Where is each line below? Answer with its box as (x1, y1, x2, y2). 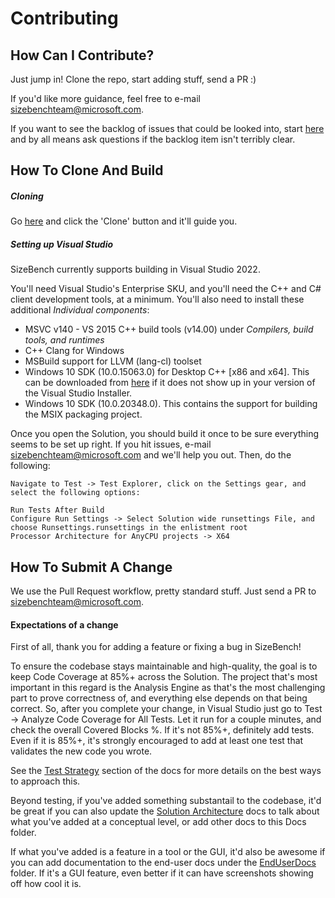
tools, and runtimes (24, 334, 105, 346)
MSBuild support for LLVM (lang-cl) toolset (24, 355, 202, 367)
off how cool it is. (10, 878, 82, 890)
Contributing (10, 7, 119, 30)
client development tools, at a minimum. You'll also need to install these (10, 293, 305, 306)
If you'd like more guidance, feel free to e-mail (10, 93, 201, 104)
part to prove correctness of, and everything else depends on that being (10, 692, 308, 704)
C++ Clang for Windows (24, 345, 125, 357)
